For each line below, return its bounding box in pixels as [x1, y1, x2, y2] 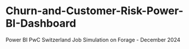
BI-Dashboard [5, 17, 76, 30]
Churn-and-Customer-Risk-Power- [5, 4, 184, 18]
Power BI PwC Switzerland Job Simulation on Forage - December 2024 [5, 36, 181, 43]
